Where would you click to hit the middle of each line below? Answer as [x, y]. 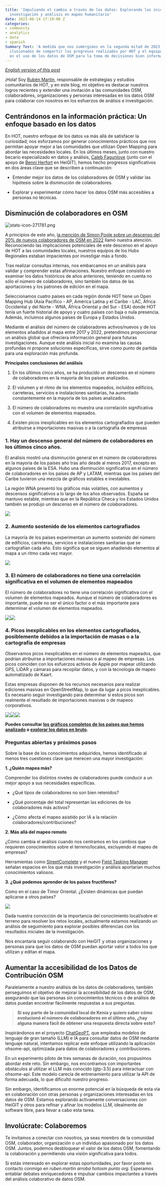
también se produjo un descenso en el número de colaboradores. [72, 504]
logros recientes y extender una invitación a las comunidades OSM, [74, 90]
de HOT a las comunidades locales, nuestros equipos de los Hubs [72, 251]
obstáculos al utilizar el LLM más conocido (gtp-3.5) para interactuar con [80, 1069]
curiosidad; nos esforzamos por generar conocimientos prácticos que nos [81, 142]
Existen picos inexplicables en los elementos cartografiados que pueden [86, 422]
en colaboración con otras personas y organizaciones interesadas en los [79, 1094]
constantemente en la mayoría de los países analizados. [69, 398]
